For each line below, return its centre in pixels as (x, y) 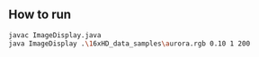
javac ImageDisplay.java (55, 35)
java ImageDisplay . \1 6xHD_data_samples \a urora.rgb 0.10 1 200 (129, 44)
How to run (40, 15)
